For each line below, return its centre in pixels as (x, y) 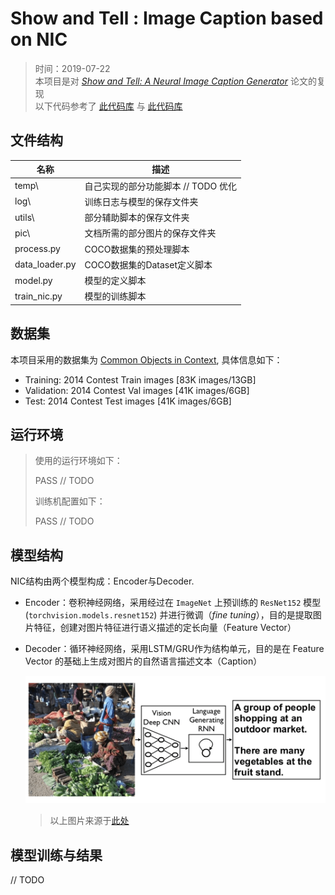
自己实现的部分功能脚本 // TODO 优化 (161, 186)
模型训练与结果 (56, 855)
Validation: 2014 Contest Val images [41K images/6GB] (137, 390)
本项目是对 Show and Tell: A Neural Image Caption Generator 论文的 (175, 81)
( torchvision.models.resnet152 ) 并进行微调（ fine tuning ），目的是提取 (168, 615)
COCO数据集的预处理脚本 (137, 249)
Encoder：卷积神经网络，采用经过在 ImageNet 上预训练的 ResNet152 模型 (173, 603)
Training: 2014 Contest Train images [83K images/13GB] (140, 379)
